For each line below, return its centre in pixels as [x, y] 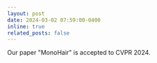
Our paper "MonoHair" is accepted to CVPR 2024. [79, 53]
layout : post [26, 13]
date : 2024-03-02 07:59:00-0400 [54, 20]
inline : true [26, 26]
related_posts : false [39, 33]
